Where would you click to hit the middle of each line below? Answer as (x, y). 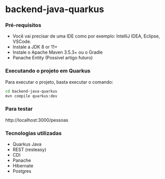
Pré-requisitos (23, 25)
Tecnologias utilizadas (34, 133)
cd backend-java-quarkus (31, 91)
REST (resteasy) (29, 150)
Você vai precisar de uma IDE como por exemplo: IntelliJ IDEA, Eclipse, (86, 36)
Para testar (19, 109)
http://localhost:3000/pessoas (37, 120)
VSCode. (22, 42)
